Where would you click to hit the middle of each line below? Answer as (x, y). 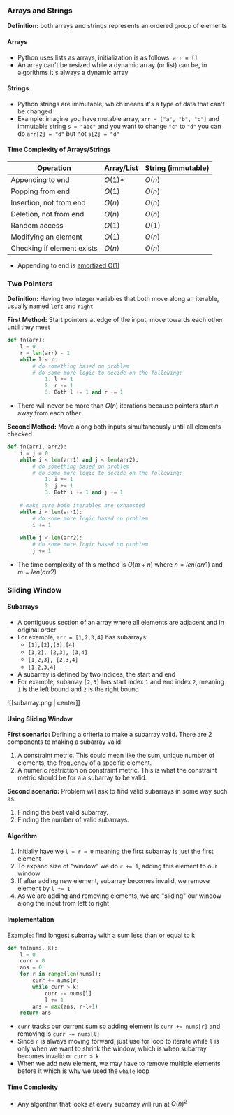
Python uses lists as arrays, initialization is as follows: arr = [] (107, 57)
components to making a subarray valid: (65, 742)
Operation (54, 168)
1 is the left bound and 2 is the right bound (78, 689)
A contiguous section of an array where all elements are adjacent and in (121, 623)
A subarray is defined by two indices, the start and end (96, 674)
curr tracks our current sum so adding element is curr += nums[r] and (119, 1026)
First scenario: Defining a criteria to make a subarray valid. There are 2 (110, 735)
